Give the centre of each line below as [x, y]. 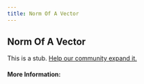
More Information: [34, 74]
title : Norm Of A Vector [43, 14]
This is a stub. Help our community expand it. [72, 58]
